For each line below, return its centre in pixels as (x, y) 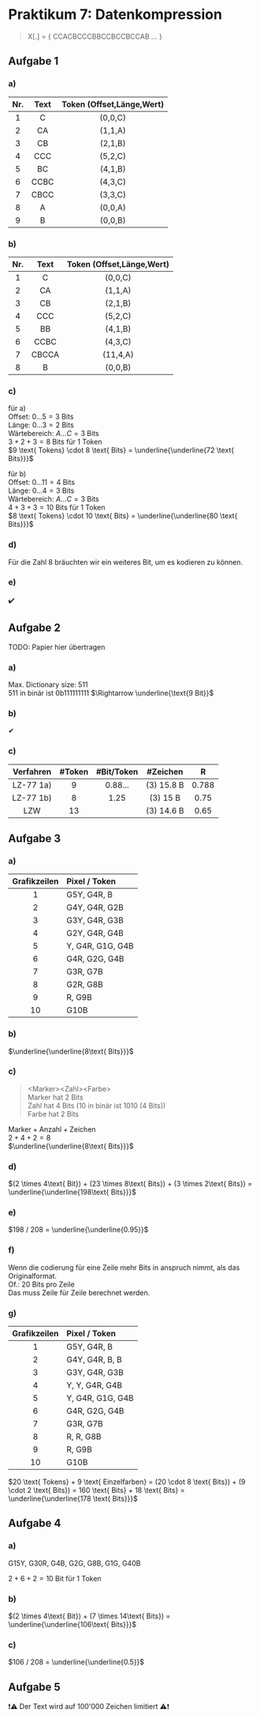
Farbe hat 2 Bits (53, 1114)
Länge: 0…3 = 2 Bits (41, 425)
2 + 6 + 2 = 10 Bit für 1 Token (55, 1578)
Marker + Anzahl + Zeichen (52, 1129)
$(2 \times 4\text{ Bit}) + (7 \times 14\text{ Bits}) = (89, 1616)
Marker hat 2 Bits (56, 1097)
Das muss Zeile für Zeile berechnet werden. (79, 1292)
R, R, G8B (84, 1437)
